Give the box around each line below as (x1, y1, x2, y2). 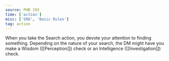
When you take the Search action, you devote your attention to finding (5, 35, 152, 41)
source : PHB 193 (5, 7, 39, 12)
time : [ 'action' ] (5, 12, 42, 17)
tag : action (5, 21, 30, 26)
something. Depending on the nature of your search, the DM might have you (5, 40, 164, 46)
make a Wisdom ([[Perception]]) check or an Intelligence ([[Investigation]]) (5, 45, 161, 51)
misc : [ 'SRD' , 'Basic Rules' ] (5, 16, 69, 21)
